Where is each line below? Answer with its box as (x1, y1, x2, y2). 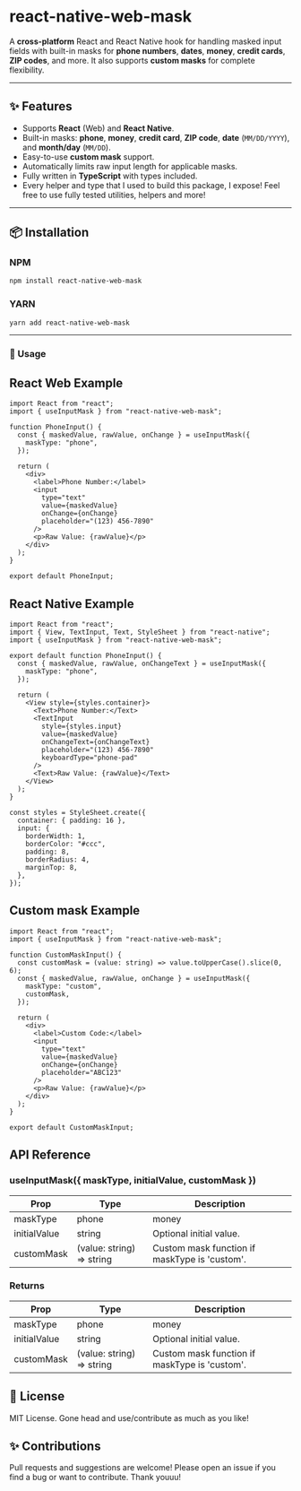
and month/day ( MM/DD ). (21, 142, 111, 152)
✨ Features (9, 99, 73, 114)
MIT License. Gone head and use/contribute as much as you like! (9, 1412, 249, 1423)
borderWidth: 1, (25, 832, 87, 841)
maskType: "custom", (25, 982, 102, 991)
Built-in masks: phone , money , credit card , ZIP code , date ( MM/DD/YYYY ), (21, 132, 290, 143)
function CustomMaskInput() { (9, 950, 123, 959)
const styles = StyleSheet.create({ (9, 809, 146, 818)
